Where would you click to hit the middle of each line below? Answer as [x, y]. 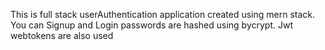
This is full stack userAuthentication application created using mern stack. [163, 14]
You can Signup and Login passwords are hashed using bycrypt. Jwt [152, 25]
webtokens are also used [62, 35]
